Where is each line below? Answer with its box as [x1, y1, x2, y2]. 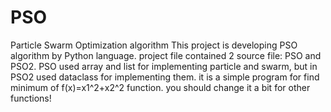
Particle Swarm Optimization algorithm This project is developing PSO [10, 39, 298, 51]
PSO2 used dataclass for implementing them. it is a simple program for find [10, 71, 320, 83]
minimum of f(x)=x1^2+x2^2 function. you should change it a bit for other [10, 81, 311, 93]
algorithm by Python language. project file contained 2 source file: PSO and [10, 49, 322, 61]
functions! [10, 92, 52, 104]
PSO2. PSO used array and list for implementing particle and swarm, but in [10, 60, 318, 72]
